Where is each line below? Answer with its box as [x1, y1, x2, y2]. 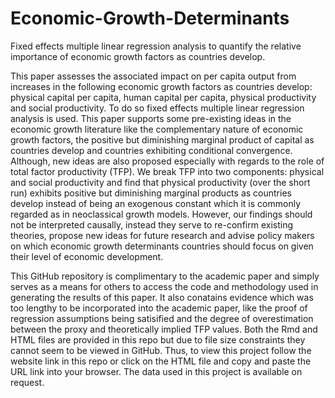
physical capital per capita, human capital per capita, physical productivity [10, 91, 317, 103]
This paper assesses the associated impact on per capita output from [10, 70, 297, 82]
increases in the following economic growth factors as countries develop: [10, 80, 313, 92]
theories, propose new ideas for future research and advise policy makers [10, 229, 315, 241]
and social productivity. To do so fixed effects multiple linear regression [10, 102, 305, 114]
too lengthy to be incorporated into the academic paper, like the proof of [10, 302, 308, 314]
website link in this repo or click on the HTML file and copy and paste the [10, 355, 312, 367]
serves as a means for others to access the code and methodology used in [10, 280, 319, 292]
